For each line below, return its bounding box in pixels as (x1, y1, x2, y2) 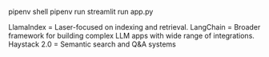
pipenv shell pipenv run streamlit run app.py (8, 7, 154, 16)
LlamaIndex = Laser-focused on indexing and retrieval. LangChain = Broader (8, 22, 261, 31)
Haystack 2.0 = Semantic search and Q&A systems (8, 39, 176, 49)
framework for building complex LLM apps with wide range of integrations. (8, 31, 255, 40)
